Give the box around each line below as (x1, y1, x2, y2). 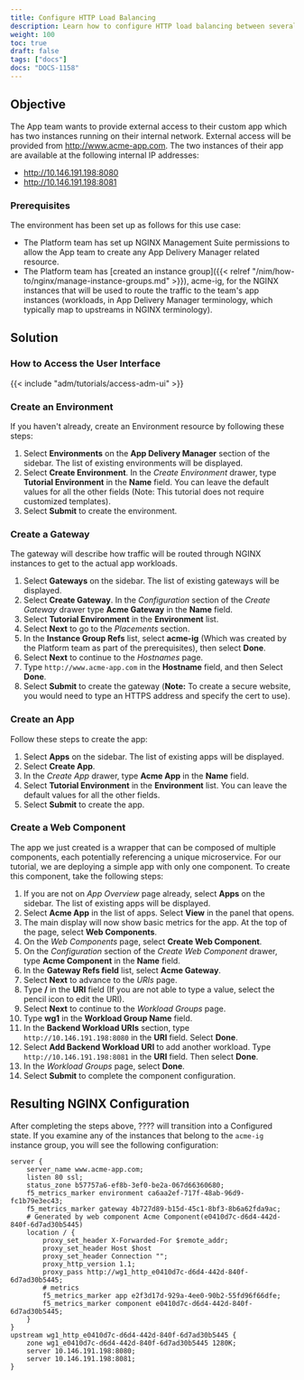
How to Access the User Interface (10, 357, 161, 370)
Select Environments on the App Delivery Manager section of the (23, 447, 271, 458)
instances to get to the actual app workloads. (10, 558, 179, 569)
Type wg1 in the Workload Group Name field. (23, 1012, 193, 1024)
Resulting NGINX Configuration (10, 1097, 190, 1112)
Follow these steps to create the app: (10, 733, 148, 744)
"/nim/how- (252, 265, 295, 276)
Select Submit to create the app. (23, 799, 145, 810)
